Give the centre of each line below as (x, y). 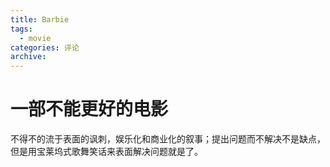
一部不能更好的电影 (89, 109)
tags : (21, 29)
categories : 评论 (45, 47)
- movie (35, 38)
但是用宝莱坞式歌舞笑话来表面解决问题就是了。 (106, 152)
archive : (28, 57)
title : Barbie (40, 19)
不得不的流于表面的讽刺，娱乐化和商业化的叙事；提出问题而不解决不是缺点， (168, 139)
